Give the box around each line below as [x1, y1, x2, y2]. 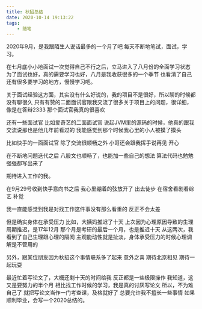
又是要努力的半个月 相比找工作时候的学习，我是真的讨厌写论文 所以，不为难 [6, 281, 194, 289]
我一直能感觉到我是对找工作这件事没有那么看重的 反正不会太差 [6, 205, 161, 213]
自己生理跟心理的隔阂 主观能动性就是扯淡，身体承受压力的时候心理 [22, 233, 187, 241]
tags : [6, 20, 20, 26]
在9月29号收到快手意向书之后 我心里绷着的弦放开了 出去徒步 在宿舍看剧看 [6, 185, 189, 193]
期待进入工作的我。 [6, 172, 54, 179]
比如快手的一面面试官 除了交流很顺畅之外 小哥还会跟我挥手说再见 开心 [6, 139, 179, 146]
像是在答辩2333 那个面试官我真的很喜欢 [6, 106, 105, 113]
